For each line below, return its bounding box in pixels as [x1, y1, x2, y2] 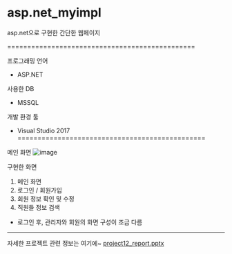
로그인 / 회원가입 [17, 186, 62, 194]
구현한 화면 [7, 162, 37, 170]
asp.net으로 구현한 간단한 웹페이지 [7, 28, 101, 37]
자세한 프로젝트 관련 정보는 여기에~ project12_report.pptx [7, 239, 164, 247]
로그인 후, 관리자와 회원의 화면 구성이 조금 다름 [17, 217, 143, 226]
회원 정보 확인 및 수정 [17, 195, 75, 203]
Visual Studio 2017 [17, 126, 70, 135]
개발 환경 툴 [7, 113, 39, 121]
